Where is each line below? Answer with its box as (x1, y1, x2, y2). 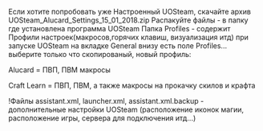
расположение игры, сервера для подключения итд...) (8, 113, 196, 123)
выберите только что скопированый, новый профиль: (8, 50, 192, 59)
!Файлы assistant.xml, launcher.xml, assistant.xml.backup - (8, 96, 204, 105)
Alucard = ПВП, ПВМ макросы (8, 65, 111, 75)
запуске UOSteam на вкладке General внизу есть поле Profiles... (8, 41, 227, 51)
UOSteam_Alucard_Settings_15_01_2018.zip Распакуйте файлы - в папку (8, 15, 249, 25)
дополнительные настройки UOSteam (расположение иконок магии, (8, 104, 245, 114)
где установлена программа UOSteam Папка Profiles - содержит (8, 24, 231, 33)
